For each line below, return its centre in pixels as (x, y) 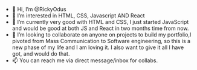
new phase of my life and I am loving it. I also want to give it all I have (98, 47)
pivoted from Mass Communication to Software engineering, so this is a (101, 41)
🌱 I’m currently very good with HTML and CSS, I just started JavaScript (100, 22)
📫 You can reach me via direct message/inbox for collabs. (85, 60)
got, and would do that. (41, 54)
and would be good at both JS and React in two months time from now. (100, 28)
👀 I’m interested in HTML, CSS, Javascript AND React (78, 16)
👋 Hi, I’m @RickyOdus (39, 9)
